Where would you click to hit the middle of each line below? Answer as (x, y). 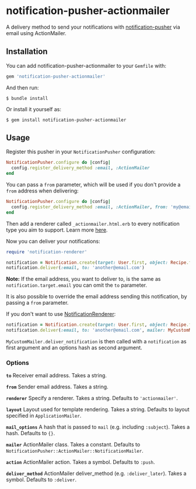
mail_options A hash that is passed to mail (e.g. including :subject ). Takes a (98, 427)
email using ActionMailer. (36, 33)
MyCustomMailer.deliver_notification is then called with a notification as (96, 342)
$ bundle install (27, 98)
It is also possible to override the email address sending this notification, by (97, 297)
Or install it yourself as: (34, 109)
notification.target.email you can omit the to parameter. (77, 285)
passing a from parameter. (37, 303)
